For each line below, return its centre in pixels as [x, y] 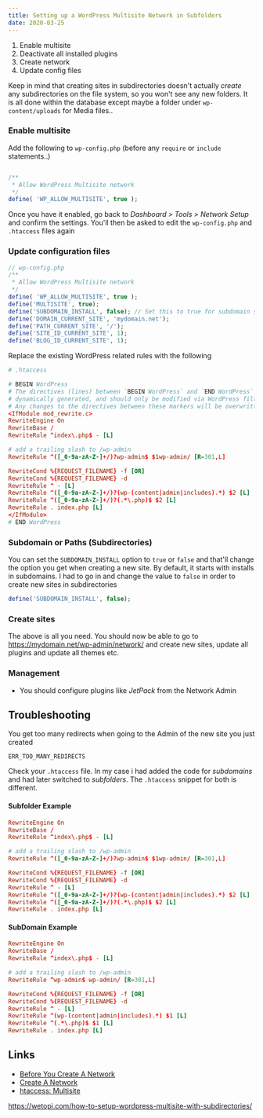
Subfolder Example [40, 806]
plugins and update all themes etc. [64, 653]
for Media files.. [88, 110]
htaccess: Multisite [50, 1091]
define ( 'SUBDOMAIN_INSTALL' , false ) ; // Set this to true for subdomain [129, 311]
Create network [45, 62]
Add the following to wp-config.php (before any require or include [115, 148]
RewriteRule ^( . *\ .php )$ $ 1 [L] [61, 1023]
